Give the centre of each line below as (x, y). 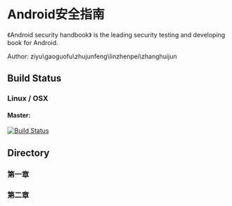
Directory (28, 153)
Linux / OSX (28, 98)
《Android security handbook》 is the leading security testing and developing (116, 34)
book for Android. (33, 42)
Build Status (34, 78)
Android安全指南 (56, 14)
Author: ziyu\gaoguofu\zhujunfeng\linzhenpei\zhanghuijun (92, 56)
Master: (19, 115)
